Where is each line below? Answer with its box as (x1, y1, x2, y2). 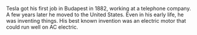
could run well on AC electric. (6, 23, 78, 30)
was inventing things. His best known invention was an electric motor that (6, 17, 186, 24)
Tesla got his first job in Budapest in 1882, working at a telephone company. (6, 5, 191, 12)
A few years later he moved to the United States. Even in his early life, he (6, 11, 184, 18)
